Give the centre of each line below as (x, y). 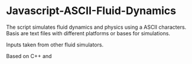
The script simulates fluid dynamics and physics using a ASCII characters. (96, 27)
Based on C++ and (29, 56)
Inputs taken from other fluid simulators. (55, 45)
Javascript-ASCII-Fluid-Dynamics (91, 11)
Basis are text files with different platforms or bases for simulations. (88, 33)
